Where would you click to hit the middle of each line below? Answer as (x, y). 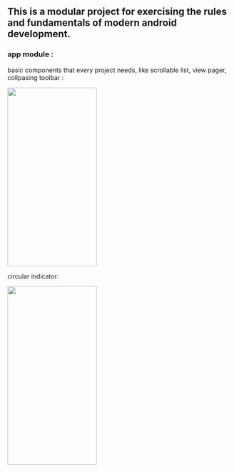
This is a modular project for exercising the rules (117, 12)
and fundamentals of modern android (92, 23)
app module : (30, 54)
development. (39, 34)
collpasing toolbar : (36, 77)
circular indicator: (33, 276)
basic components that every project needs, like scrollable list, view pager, (117, 70)
